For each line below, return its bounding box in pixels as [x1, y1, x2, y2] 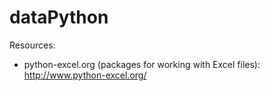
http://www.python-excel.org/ [23, 69, 147, 81]
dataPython [9, 6, 109, 29]
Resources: [9, 39, 56, 51]
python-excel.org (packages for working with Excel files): [23, 58, 261, 70]
